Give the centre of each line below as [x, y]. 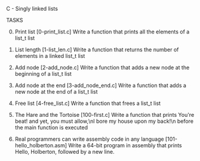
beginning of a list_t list [43, 74]
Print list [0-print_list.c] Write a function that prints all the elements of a [102, 32]
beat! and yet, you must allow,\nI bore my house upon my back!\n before [104, 121]
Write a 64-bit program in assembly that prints [125, 145]
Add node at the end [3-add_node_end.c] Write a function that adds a [101, 85]
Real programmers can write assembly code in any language [89, 139]
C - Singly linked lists [32, 9]
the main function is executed [51, 127]
